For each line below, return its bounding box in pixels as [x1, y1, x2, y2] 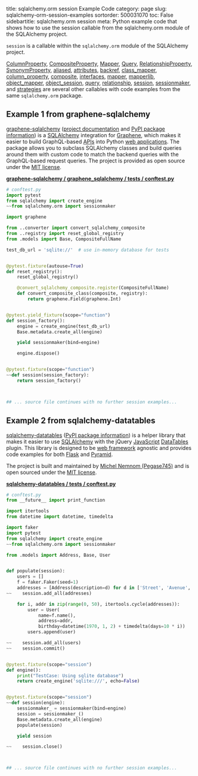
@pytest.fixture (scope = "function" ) [6, 367, 95, 373]
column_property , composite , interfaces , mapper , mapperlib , [6, 73, 156, 80]
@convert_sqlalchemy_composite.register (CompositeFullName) [17, 285, 169, 291]
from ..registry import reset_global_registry [6, 231, 124, 237]
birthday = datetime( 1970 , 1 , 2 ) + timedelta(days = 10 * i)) [38, 623, 185, 630]
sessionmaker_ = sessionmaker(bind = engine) [17, 705, 127, 711]
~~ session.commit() [6, 645, 66, 651]
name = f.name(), [38, 612, 76, 618]
